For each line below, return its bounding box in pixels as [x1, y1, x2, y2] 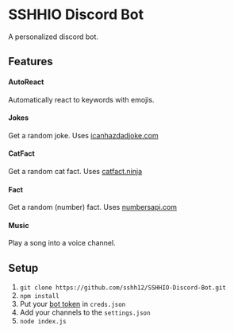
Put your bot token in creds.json [19, 300, 126, 309]
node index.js [19, 318, 67, 326]
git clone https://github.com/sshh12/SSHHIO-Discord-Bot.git [19, 284, 227, 292]
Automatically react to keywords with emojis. [8, 95, 155, 104]
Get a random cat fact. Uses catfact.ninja [8, 166, 143, 176]
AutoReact [8, 77, 44, 87]
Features [8, 55, 53, 68]
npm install [19, 292, 59, 300]
